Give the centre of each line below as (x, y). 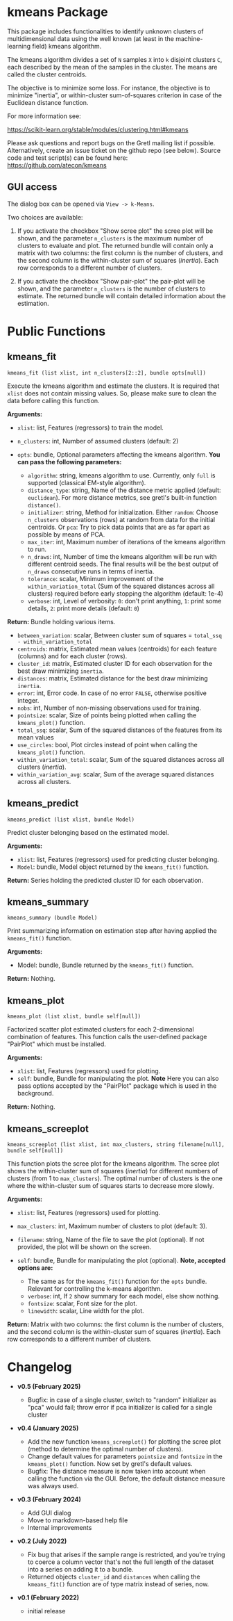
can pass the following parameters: (69, 462)
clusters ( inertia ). (42, 767)
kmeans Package (58, 12)
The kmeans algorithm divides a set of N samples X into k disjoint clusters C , (115, 59)
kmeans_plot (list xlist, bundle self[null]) (74, 1017)
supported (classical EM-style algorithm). (87, 482)
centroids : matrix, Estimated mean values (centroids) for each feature (117, 649)
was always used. (53, 1485)
